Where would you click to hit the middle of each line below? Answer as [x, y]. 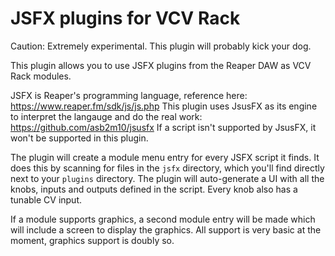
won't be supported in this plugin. [79, 138]
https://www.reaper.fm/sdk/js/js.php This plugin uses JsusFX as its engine [164, 106]
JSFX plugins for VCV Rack [125, 18]
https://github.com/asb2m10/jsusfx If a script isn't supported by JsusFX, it [163, 127]
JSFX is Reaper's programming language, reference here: [129, 95]
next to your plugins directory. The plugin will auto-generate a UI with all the [167, 178]
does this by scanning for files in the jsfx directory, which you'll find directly [167, 168]
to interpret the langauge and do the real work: [106, 116]
